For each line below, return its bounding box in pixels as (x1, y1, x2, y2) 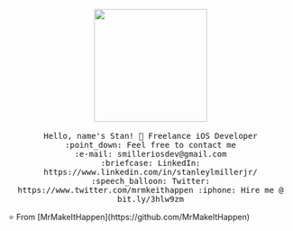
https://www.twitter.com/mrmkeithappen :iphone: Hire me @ (16, 185, 284, 195)
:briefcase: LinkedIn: (100, 158, 201, 168)
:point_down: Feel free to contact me (65, 140, 236, 150)
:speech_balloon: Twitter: (90, 176, 211, 186)
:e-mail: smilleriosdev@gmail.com (74, 149, 227, 159)
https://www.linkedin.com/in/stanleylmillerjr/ (43, 167, 258, 177)
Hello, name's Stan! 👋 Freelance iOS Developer (43, 131, 258, 141)
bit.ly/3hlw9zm (116, 194, 184, 204)
